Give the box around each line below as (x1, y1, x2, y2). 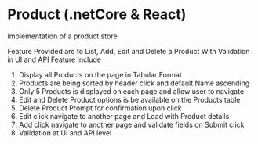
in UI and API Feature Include (7, 55, 101, 64)
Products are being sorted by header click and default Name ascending (18, 78, 250, 88)
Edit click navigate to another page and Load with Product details (18, 111, 230, 121)
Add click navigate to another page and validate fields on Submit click (18, 120, 245, 129)
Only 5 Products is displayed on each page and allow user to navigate (18, 86, 245, 95)
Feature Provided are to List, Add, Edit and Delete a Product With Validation (7, 46, 250, 56)
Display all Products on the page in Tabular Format (18, 70, 182, 79)
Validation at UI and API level (18, 128, 112, 138)
